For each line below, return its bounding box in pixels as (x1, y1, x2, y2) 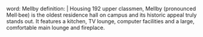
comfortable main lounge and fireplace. (6, 24, 105, 31)
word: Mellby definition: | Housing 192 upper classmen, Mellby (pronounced (6, 5, 196, 12)
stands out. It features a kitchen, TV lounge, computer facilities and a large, (6, 18, 195, 24)
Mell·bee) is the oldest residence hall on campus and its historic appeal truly (6, 11, 197, 18)
